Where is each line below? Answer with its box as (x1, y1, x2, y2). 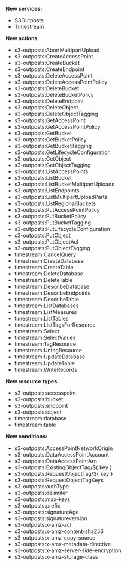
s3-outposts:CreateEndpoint (14, 66, 85, 73)
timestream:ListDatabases (14, 302, 79, 309)
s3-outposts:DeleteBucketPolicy (14, 91, 94, 98)
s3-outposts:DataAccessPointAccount (14, 451, 109, 458)
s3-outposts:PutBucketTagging (14, 219, 91, 226)
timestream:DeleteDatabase (14, 270, 83, 277)
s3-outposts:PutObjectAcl (14, 238, 79, 245)
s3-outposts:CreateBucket (14, 60, 80, 66)
